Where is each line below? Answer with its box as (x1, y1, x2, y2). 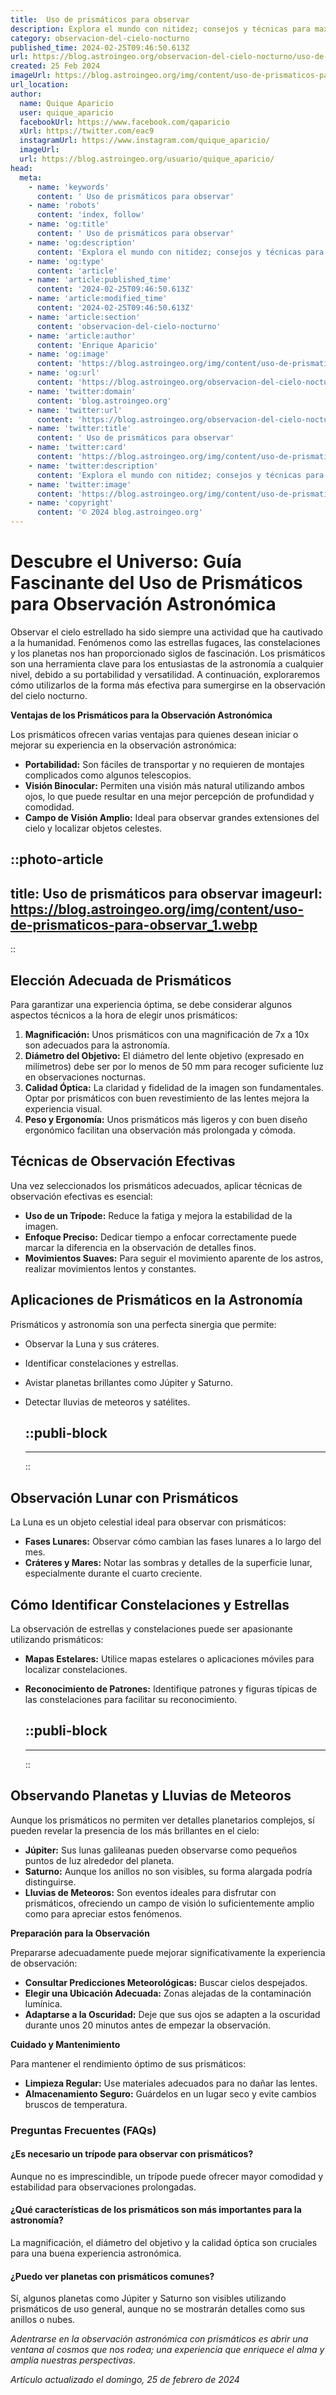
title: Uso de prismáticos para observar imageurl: (10, 885, 323, 902)
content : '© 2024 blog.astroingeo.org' (36, 507, 203, 518)
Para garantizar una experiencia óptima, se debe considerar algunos (10, 998, 293, 1010)
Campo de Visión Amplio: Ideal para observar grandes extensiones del (24, 811, 320, 823)
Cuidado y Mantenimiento (10, 2038, 121, 2050)
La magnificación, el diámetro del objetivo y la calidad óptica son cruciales (10, 2236, 318, 2248)
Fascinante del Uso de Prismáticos (10, 572, 303, 595)
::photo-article (10, 851, 104, 868)
